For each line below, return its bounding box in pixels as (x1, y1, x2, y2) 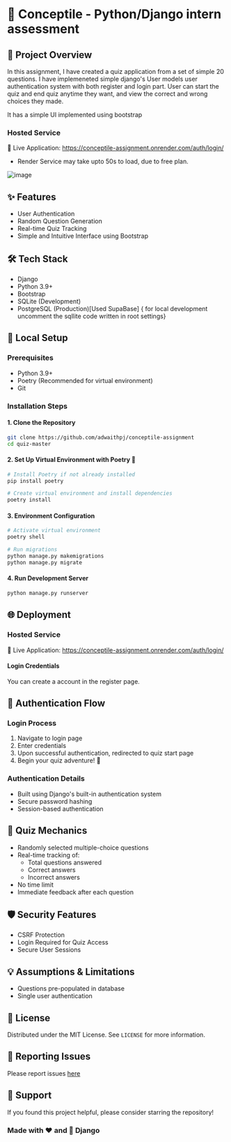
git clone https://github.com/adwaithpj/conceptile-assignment (7, 434, 195, 441)
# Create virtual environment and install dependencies (7, 490, 173, 497)
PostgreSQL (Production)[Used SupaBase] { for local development (17, 304, 208, 313)
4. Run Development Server (7, 574, 89, 583)
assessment (7, 21, 80, 37)
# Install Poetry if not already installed (7, 471, 136, 478)
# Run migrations (7, 546, 58, 553)
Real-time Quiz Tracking (17, 225, 87, 233)
